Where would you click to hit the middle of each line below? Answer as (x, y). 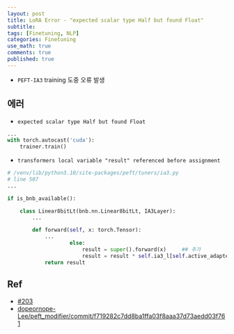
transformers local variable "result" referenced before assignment (119, 161)
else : (77, 243)
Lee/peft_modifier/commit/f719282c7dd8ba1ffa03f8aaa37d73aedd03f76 (121, 316)
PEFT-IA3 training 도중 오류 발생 (61, 79)
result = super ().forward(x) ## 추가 (141, 250)
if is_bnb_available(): (42, 198)
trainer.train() (44, 147)
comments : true (29, 53)
